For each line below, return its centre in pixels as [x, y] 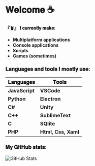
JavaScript [21, 91]
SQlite [47, 124]
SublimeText [55, 116]
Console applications [36, 45]
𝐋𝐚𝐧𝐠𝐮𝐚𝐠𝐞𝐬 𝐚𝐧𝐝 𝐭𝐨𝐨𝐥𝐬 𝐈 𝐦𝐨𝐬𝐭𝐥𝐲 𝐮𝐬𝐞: [48, 69]
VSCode [50, 91]
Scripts [21, 50]
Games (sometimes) [35, 56]
